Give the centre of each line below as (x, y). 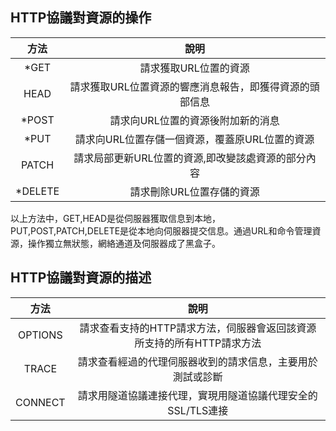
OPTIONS (40, 335)
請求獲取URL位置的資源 (194, 68)
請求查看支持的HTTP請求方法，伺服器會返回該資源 (198, 328)
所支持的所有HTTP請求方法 (198, 343)
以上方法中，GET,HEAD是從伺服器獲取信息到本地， (116, 218)
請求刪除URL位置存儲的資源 (194, 191)
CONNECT (40, 402)
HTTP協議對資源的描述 (81, 278)
